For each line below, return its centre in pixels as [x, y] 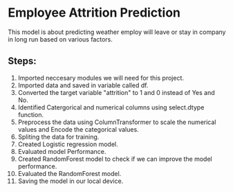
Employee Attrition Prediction [94, 13]
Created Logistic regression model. [68, 144]
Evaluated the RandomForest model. [69, 173]
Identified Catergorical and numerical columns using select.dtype [111, 107]
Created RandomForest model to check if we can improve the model [115, 159]
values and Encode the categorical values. [78, 129]
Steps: [22, 61]
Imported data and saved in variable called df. [83, 85]
